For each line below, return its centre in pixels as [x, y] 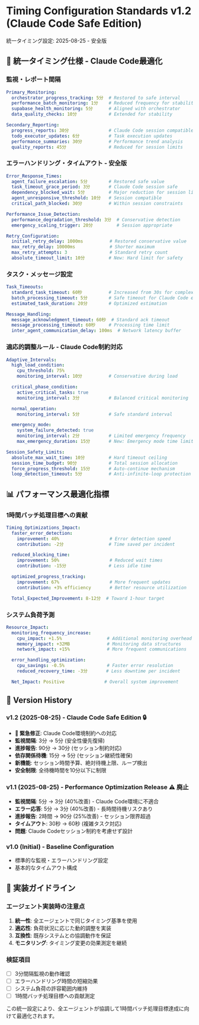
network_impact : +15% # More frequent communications [102, 649]
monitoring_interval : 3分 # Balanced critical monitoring [102, 398]
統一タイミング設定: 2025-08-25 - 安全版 [57, 40]
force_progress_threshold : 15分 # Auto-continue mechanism [93, 469]
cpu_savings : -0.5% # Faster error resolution [95, 666]
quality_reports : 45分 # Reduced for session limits [97, 147]
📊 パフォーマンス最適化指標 [58, 494]
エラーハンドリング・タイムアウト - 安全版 [67, 163]
